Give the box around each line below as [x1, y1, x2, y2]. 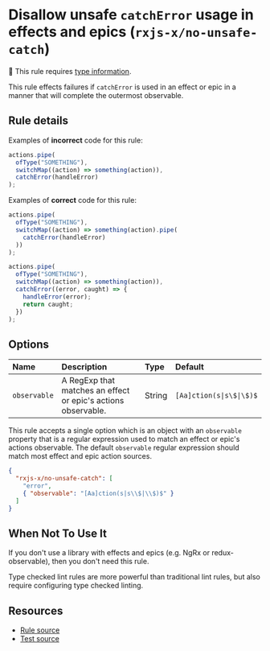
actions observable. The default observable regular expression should [8, 443, 239, 452]
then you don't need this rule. [51, 557, 149, 567]
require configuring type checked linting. [8, 581, 144, 591]
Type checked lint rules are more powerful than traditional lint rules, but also [8, 572, 261, 582]
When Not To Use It [8, 526, 107, 540]
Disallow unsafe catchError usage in [8, 6, 255, 24]
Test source [19, 634, 60, 644]
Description [61, 361, 108, 373]
